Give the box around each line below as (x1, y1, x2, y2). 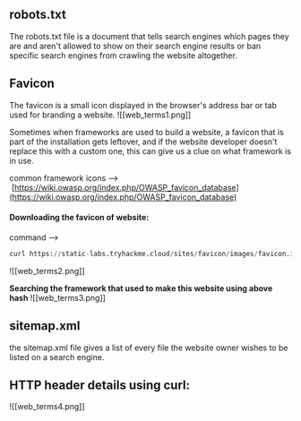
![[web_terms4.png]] (9, 401, 85, 412)
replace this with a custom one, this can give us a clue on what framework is (9, 145, 291, 156)
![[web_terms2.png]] (9, 265, 85, 276)
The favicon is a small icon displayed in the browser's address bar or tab (9, 99, 278, 110)
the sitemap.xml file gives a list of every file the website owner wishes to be (9, 342, 288, 353)
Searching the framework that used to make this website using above (9, 282, 273, 294)
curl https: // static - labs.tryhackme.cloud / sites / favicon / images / (9, 249, 258, 258)
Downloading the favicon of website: (9, 212, 150, 223)
